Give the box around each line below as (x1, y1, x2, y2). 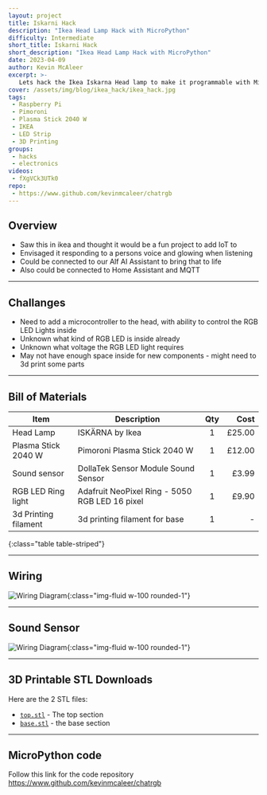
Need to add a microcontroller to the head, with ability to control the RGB (19, 317, 258, 327)
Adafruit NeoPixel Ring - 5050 (77, 486, 192, 497)
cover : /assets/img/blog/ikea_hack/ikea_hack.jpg (8, 85, 176, 94)
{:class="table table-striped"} (8, 539, 106, 549)
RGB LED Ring (12, 486, 65, 497)
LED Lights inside (19, 326, 77, 335)
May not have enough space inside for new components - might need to (19, 351, 257, 361)
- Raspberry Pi (11, 100, 62, 108)
